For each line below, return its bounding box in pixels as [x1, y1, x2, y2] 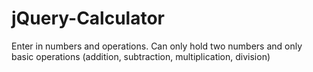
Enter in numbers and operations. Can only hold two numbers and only [11, 40, 303, 52]
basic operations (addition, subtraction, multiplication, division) [11, 50, 271, 62]
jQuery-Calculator [11, 7, 165, 30]
